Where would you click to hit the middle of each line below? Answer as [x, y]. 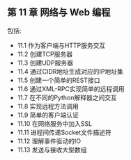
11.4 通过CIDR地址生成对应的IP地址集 [70, 71]
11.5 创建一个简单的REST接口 [59, 80]
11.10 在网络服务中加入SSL [55, 123]
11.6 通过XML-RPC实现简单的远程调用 [71, 88]
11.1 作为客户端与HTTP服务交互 [61, 45]
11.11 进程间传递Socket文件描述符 [64, 132]
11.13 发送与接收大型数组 [52, 150]
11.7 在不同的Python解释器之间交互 [67, 97]
